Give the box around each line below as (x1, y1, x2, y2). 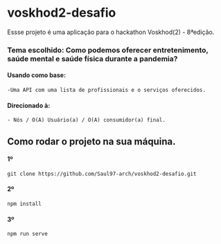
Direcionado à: (7, 101, 51, 109)
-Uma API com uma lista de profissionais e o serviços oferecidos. (7, 87, 206, 94)
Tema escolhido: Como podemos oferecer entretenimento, (7, 45, 209, 55)
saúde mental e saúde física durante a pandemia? (7, 54, 178, 63)
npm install (7, 200, 42, 208)
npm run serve (7, 231, 48, 238)
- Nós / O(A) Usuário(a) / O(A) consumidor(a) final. (7, 117, 166, 124)
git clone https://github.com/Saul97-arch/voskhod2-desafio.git (7, 170, 197, 177)
